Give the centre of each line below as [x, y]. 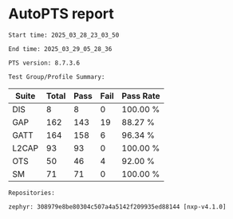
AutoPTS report [61, 14]
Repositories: [32, 193]
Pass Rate [141, 96]
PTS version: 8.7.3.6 [44, 63]
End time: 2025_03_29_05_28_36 [60, 49]
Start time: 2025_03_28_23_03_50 [64, 35]
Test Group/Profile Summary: [57, 76]
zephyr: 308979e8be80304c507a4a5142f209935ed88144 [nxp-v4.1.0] [117, 207]
